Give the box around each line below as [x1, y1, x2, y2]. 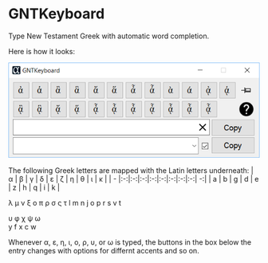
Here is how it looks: [8, 46, 76, 56]
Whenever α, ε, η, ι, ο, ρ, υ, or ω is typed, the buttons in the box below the [8, 237, 252, 247]
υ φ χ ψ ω [8, 214, 41, 223]
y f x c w [8, 222, 37, 232]
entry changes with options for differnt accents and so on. [8, 246, 199, 256]
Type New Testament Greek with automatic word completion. [8, 31, 210, 41]
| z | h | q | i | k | [8, 183, 60, 192]
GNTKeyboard [8, 5, 105, 23]
